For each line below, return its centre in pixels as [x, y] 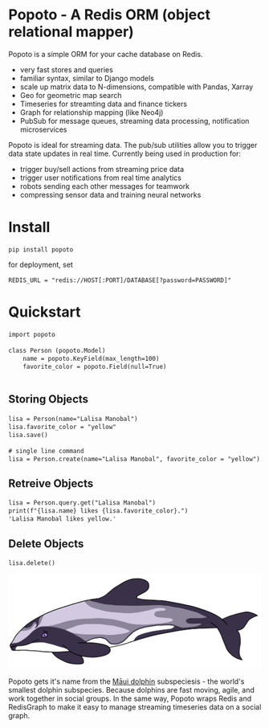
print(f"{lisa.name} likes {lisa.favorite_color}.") [98, 511]
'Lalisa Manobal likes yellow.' [62, 519]
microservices [43, 129]
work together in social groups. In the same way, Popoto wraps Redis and [130, 698]
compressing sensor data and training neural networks [110, 194]
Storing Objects [49, 399]
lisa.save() [28, 435]
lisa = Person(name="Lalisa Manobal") [73, 419]
